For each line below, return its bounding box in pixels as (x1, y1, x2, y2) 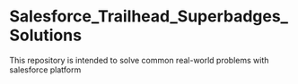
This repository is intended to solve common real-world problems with (9, 55, 269, 65)
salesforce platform (9, 64, 82, 75)
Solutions (9, 25, 83, 46)
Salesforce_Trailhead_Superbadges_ (9, 6, 289, 27)
